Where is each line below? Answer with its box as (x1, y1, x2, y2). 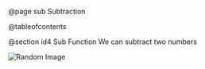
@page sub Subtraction (8, 7, 86, 16)
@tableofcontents (8, 22, 67, 31)
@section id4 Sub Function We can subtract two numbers (8, 37, 197, 46)
